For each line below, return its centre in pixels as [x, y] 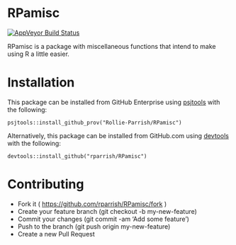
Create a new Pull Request [56, 234]
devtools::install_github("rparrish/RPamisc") [77, 156]
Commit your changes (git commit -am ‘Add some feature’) [103, 219]
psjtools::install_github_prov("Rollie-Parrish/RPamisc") [95, 122]
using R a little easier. [38, 54]
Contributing [46, 184]
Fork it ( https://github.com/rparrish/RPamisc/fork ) [92, 204]
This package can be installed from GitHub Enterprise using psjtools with [114, 102]
